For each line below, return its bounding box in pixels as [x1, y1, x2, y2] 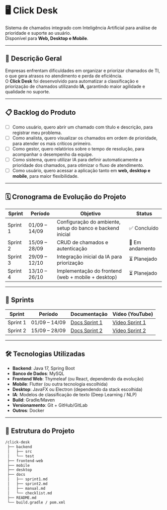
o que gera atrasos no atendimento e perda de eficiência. [5, 73, 123, 78]
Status [136, 210, 153, 217]
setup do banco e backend [57, 224, 119, 231]
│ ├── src [7, 449, 32, 454]
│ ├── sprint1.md [7, 477, 48, 482]
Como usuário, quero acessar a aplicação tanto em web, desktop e [12, 167, 151, 173]
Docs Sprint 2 [70, 327, 103, 334]
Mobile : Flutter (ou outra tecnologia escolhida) [12, 381, 108, 387]
